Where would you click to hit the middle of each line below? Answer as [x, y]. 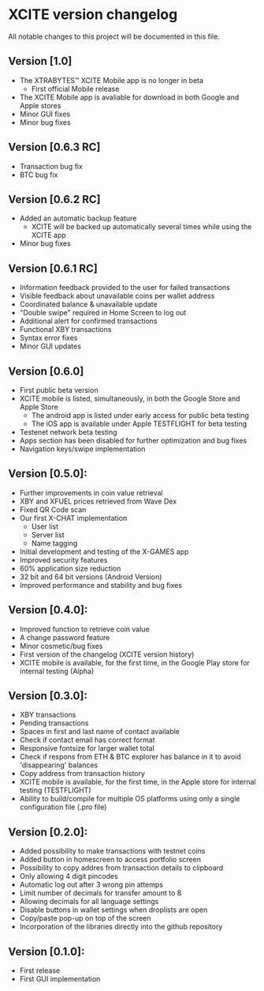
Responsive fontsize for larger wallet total [87, 748]
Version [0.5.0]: [48, 474]
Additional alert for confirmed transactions [88, 321]
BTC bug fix [39, 175]
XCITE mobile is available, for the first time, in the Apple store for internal [138, 782]
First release [40, 970]
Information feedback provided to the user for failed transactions [125, 288]
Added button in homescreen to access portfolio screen [110, 860]
